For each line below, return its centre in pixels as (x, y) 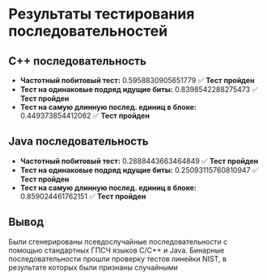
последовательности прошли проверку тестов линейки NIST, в (117, 258)
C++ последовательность (78, 61)
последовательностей (88, 31)
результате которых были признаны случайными (93, 267)
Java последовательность (78, 142)
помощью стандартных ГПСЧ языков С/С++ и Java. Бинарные (117, 250)
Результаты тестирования (102, 14)
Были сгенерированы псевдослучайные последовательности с (118, 241)
